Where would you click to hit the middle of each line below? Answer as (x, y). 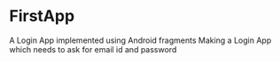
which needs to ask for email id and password (93, 49)
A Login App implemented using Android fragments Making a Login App (140, 40)
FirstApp (42, 16)
